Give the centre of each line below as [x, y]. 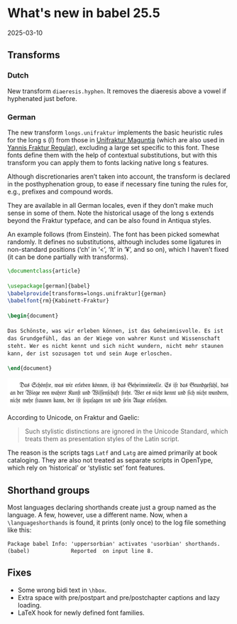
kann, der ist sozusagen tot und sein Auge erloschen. [90, 354]
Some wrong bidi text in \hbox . [62, 590]
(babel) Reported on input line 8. [81, 551]
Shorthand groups [49, 490]
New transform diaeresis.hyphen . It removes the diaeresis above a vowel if [117, 91]
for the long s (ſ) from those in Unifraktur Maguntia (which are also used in [116, 139]
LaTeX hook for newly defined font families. [81, 613]
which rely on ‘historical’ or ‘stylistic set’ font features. [86, 468]
